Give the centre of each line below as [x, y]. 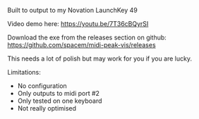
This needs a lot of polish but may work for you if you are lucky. [100, 58]
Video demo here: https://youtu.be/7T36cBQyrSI [78, 24]
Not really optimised [47, 108]
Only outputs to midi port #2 [59, 93]
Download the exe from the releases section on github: [87, 37]
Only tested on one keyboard [60, 101]
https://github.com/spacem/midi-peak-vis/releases [82, 45]
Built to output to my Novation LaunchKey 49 [72, 10]
